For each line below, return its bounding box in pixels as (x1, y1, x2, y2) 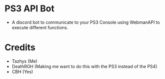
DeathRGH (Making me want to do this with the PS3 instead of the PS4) (11, 63, 158, 69)
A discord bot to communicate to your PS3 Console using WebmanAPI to (11, 19, 160, 25)
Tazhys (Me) (11, 58, 38, 64)
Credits (4, 42, 36, 53)
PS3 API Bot (4, 3, 55, 14)
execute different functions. (11, 24, 69, 30)
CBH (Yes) (11, 69, 33, 75)
